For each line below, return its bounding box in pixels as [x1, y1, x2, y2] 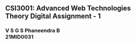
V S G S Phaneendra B [5, 27, 60, 34]
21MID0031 [5, 33, 34, 40]
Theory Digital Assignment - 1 [5, 12, 101, 21]
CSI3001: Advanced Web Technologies [5, 4, 131, 13]
